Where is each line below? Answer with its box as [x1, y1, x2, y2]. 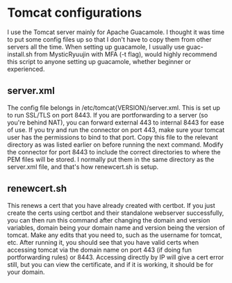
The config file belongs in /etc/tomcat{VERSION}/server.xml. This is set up [7, 103, 221, 112]
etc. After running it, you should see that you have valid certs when [7, 238, 199, 246]
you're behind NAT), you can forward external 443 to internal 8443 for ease [7, 118, 224, 127]
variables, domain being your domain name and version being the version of [7, 223, 225, 232]
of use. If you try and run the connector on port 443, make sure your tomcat [7, 125, 225, 134]
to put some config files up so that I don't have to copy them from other [7, 35, 212, 43]
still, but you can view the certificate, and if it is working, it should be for [7, 260, 214, 268]
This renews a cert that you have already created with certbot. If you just [7, 201, 215, 209]
